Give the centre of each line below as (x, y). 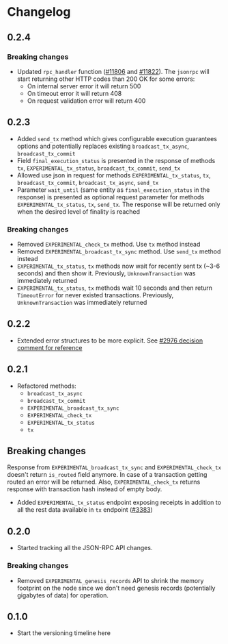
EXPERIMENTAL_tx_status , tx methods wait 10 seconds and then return (115, 288)
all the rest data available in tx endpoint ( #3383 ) (85, 510)
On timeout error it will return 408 (74, 93)
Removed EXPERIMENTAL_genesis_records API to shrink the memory (110, 580)
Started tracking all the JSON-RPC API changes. (85, 548)
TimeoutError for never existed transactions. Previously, (95, 295)
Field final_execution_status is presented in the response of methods (116, 160)
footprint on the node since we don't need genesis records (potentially (116, 588)
